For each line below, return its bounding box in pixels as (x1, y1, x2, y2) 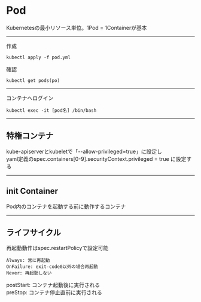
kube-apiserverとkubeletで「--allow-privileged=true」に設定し (6, 148, 163, 155)
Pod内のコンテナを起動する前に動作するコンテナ (6, 203, 126, 210)
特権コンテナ (6, 131, 54, 141)
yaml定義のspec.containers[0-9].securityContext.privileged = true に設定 (6, 155, 187, 162)
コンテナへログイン (6, 94, 54, 102)
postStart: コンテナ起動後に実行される (6, 282, 100, 289)
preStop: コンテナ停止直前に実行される (6, 289, 103, 296)
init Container (6, 186, 59, 196)
